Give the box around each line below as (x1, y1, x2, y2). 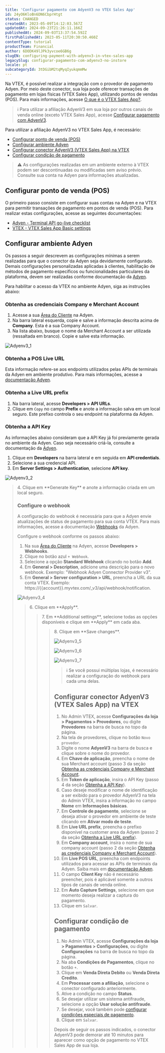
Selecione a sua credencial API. (12, 460, 77, 466)
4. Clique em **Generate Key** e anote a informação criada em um (17, 484, 155, 490)
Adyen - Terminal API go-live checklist (12, 220, 91, 226)
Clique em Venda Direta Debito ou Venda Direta (61, 969, 160, 975)
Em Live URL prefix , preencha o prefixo (61, 824, 142, 830)
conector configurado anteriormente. (61, 985, 137, 991)
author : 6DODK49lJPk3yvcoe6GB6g (5, 49, 71, 53)
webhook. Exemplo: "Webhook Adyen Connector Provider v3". (24, 569, 152, 575)
